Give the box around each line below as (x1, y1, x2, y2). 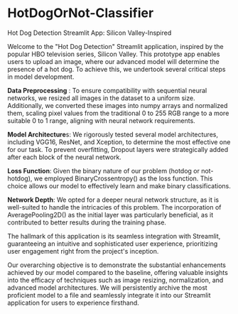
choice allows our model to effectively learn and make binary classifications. (7, 181, 231, 190)
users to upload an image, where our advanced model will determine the (7, 57, 220, 65)
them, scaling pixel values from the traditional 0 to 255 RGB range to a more (7, 109, 229, 117)
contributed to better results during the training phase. (7, 218, 167, 227)
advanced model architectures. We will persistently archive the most (7, 283, 207, 292)
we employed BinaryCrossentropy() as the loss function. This (33, 174, 213, 183)
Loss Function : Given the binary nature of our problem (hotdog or (7, 166, 200, 175)
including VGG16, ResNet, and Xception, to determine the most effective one (7, 137, 231, 146)
